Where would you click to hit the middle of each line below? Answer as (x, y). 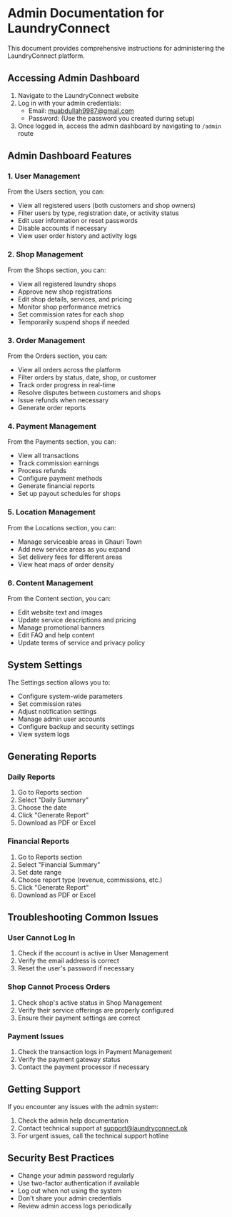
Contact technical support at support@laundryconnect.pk (102, 1128)
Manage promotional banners (61, 627)
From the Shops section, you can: (57, 270)
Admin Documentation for (86, 13)
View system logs (44, 734)
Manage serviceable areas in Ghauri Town (80, 542)
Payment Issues (36, 1036)
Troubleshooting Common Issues (83, 917)
